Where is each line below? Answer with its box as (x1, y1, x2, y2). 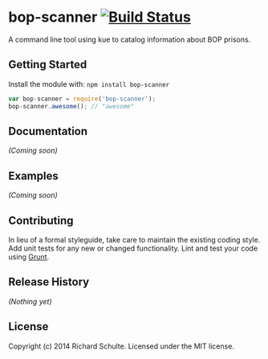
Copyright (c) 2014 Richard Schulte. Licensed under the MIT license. (8, 341, 235, 351)
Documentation (8, 124, 88, 138)
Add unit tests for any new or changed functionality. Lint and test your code (8, 243, 258, 253)
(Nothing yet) (8, 296, 52, 306)
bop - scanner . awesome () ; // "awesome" (8, 102, 135, 110)
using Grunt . (8, 251, 50, 261)
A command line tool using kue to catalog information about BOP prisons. (8, 35, 251, 44)
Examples (8, 169, 59, 182)
